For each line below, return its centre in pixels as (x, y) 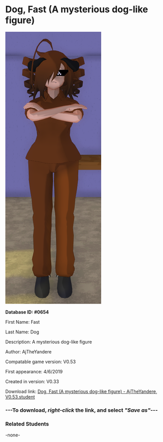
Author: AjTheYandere (29, 351)
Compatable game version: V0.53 (41, 362)
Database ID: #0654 (27, 312)
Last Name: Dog (22, 332)
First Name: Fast (22, 322)
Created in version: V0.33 (32, 381)
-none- (13, 435)
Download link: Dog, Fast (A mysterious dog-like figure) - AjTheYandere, (81, 391)
